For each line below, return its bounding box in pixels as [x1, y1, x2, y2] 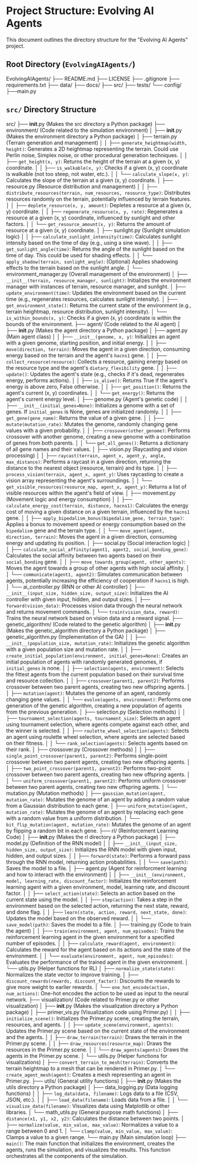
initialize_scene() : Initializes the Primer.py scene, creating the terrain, [6, 1014, 180, 1022]
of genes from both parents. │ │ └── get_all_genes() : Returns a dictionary [6, 439, 189, 446]
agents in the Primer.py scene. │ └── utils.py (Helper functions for [6, 1052, 168, 1059]
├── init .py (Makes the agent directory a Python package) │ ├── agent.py [6, 327, 188, 334]
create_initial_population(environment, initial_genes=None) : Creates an [6, 652, 188, 659]
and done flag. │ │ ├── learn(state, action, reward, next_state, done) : [6, 908, 187, 915]
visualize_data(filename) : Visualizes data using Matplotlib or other [6, 1102, 170, 1109]
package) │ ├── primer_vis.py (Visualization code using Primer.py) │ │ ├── [6, 1008, 190, 1015]
